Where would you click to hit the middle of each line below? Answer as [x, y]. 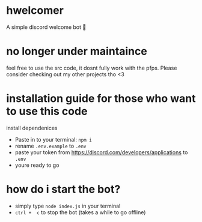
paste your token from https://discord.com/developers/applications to [101, 152]
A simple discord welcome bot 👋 [46, 27]
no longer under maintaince [77, 51]
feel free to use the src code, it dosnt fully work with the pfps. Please [92, 68]
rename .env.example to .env [50, 146]
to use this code [47, 111]
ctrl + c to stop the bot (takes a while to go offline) [80, 212]
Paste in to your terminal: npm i [53, 139]
